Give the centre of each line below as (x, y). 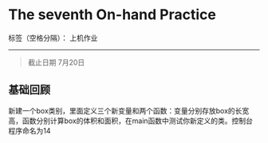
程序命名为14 (30, 130)
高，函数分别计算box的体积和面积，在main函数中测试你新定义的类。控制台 (131, 121)
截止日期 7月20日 (56, 62)
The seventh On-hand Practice (112, 15)
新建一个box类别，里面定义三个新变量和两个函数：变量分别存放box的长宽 (129, 110)
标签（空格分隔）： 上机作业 (53, 38)
